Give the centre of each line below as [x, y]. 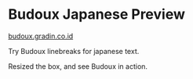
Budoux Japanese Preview [97, 14]
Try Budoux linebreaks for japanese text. [74, 51]
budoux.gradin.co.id [41, 36]
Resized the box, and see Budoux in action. [78, 66]
